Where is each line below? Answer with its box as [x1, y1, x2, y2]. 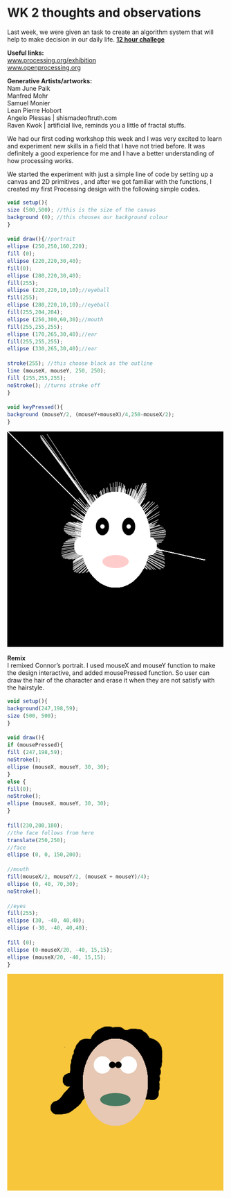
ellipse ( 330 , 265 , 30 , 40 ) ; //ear [7, 345, 98, 352]
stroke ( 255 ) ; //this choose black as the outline [7, 360, 154, 367]
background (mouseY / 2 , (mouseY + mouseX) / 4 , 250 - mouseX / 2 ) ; [7, 411, 175, 418]
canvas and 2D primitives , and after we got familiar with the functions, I [7, 177, 212, 185]
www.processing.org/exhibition [7, 55, 97, 64]
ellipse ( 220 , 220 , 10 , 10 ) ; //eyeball [7, 286, 110, 294]
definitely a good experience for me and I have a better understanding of [7, 149, 214, 157]
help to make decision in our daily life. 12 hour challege [7, 35, 165, 43]
